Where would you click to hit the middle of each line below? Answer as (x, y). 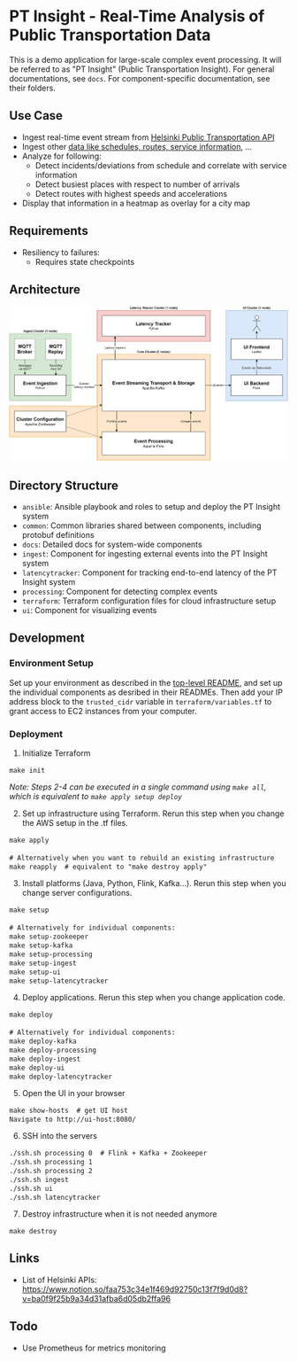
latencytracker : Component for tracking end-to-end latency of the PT (149, 572)
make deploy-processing (53, 1051)
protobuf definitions (58, 535)
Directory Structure (64, 485)
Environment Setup (52, 664)
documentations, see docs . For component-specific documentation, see (140, 78)
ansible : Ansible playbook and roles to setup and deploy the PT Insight (151, 507)
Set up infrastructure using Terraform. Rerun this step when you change (153, 813)
